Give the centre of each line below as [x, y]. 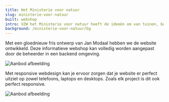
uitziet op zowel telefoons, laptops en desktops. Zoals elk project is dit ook [82, 79]
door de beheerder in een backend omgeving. [53, 54]
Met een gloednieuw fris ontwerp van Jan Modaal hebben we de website [81, 43]
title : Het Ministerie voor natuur [43, 10]
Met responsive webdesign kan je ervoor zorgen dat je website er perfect [81, 73]
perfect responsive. [26, 84]
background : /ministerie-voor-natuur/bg [48, 29]
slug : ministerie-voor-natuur [37, 15]
